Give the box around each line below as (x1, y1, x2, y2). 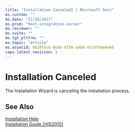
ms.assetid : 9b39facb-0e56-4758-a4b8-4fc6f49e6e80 (5, 45, 114, 50)
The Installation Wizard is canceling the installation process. (5, 88, 130, 94)
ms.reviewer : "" (5, 26, 39, 31)
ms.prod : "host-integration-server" (5, 21, 82, 27)
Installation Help (5, 116, 39, 122)
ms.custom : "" (5, 12, 35, 17)
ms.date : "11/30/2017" (5, 17, 53, 22)
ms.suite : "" (5, 31, 33, 36)
